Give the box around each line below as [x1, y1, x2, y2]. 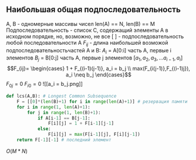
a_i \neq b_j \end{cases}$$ [65, 71, 132, 78]
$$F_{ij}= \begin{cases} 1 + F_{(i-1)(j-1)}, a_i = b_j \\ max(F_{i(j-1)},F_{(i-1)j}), [6, 65, 191, 72]
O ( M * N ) [6, 147, 28, 155]
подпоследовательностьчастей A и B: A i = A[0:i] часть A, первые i [6, 46, 172, 55]
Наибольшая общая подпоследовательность [6, 5, 181, 15]
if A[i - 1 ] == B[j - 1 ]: [37, 115, 91, 121]
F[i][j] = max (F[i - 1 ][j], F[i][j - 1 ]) [48, 132, 141, 138]
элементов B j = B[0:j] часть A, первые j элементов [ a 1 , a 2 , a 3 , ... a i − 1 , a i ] [6, 54, 183, 63]
